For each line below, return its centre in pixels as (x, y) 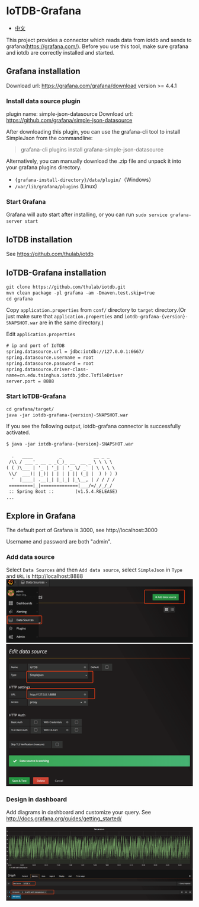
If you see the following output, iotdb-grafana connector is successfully (94, 426)
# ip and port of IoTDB (36, 346)
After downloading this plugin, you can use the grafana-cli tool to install (93, 132)
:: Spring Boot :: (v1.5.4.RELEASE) (63, 492)
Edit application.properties (41, 334)
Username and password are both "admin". (59, 542)
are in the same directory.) (71, 323)
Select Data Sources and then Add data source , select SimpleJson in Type (94, 570)
